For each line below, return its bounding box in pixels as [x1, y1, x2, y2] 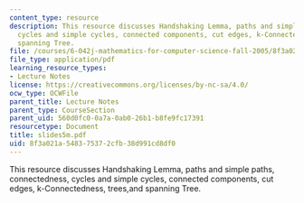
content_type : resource [9, 13, 100, 23]
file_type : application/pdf [9, 55, 116, 64]
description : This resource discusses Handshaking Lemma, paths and [9, 22, 273, 31]
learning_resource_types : [9, 64, 107, 73]
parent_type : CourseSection [9, 106, 116, 115]
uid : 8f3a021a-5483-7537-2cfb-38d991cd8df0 [9, 139, 176, 148]
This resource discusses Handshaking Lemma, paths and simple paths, [9, 163, 275, 174]
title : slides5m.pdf [9, 131, 88, 140]
